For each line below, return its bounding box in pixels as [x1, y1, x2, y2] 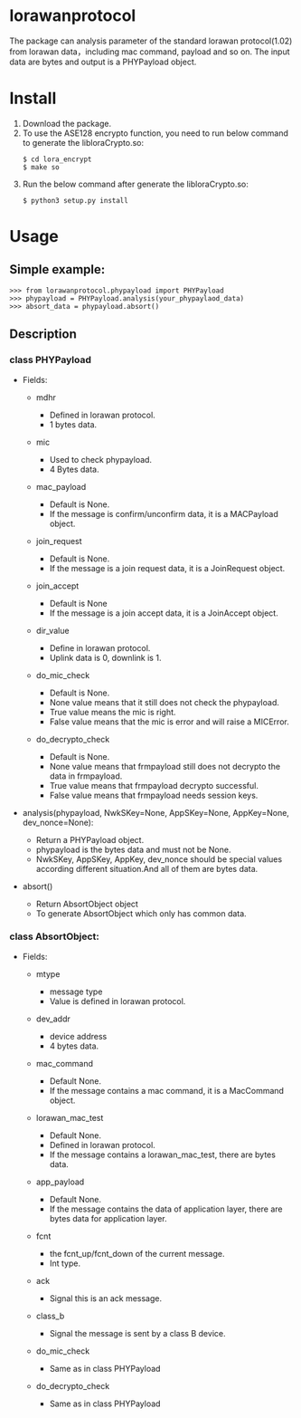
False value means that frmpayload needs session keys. [49, 790, 259, 800]
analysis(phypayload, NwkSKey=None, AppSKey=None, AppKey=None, [22, 807, 289, 818]
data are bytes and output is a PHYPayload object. [9, 56, 197, 67]
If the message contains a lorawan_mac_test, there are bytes [49, 1149, 276, 1160]
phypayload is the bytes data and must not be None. [35, 844, 231, 855]
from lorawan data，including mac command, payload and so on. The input [9, 46, 291, 57]
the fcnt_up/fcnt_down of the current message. [49, 1248, 225, 1259]
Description [9, 327, 77, 342]
